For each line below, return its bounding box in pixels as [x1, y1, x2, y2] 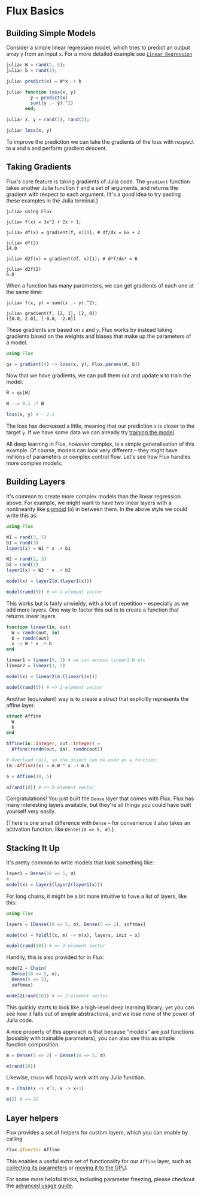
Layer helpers [6, 1113, 59, 1123]
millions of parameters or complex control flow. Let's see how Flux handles [6, 453, 191, 461]
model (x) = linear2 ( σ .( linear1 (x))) [6, 673, 98, 679]
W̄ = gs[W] [6, 390, 31, 396]
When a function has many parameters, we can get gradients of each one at [6, 282, 194, 289]
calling [6, 1135, 23, 1142]
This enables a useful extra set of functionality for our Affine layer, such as [6, 1157, 191, 1164]
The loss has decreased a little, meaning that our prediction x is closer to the [6, 422, 195, 429]
